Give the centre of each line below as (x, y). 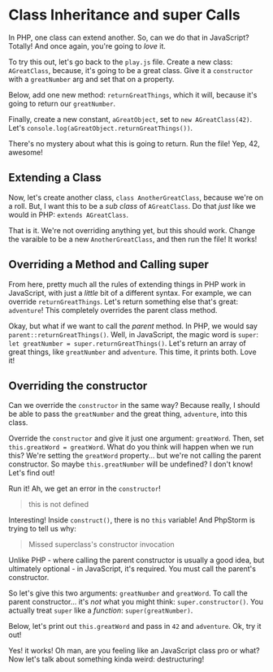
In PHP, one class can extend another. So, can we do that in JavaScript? (129, 37)
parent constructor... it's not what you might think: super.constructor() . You (136, 602)
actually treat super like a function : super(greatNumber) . (101, 610)
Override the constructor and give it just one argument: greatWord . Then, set (136, 438)
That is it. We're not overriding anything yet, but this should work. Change (132, 230)
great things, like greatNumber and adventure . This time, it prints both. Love (133, 352)
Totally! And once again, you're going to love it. (87, 46)
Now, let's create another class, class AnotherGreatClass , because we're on (136, 197)
